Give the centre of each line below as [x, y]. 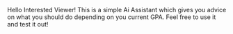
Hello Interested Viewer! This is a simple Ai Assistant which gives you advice [117, 10]
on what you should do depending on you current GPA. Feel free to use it [112, 17]
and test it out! [28, 24]
